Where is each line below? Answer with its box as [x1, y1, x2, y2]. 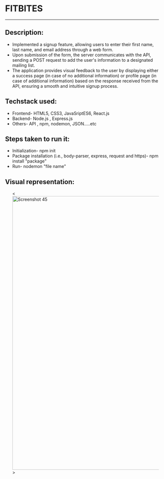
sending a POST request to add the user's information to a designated [12, 57, 153, 63]
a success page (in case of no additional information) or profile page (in [12, 72, 157, 78]
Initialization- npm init [12, 148, 56, 154]
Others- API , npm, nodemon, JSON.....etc [12, 120, 97, 126]
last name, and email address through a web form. [12, 47, 114, 52]
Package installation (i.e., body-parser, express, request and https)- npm [12, 153, 159, 159]
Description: [5, 28, 44, 37]
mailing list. [12, 62, 35, 68]
